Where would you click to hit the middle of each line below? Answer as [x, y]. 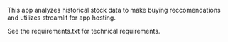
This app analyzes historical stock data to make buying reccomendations [114, 10]
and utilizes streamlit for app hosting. [61, 17]
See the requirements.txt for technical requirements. [84, 31]
